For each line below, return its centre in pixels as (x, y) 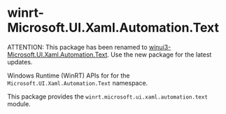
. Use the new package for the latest (160, 55)
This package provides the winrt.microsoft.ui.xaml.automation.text (108, 97)
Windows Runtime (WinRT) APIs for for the (69, 76)
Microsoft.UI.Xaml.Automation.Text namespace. (78, 83)
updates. (20, 62)
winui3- (160, 47)
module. (19, 104)
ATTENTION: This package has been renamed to (78, 47)
